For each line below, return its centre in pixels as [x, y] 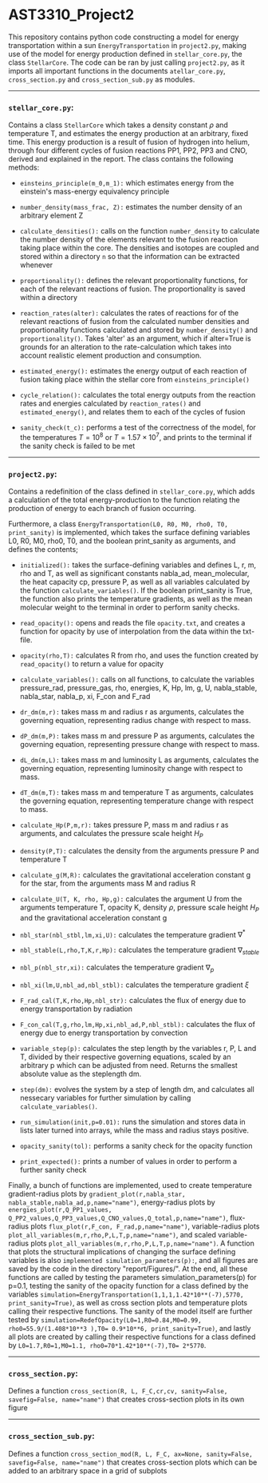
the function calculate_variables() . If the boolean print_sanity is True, [136, 590]
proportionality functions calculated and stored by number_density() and [138, 330]
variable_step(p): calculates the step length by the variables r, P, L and [138, 1049]
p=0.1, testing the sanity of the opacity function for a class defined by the [128, 1286]
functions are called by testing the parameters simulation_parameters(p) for [132, 1277]
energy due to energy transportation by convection [104, 1033]
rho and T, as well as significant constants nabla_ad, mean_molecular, [134, 574]
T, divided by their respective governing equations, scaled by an [125, 1057]
